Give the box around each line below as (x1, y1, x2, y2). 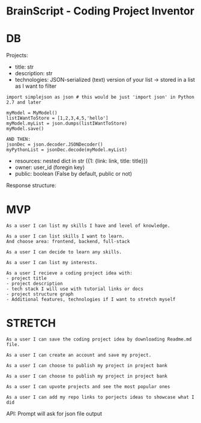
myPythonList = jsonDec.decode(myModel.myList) (6, 147, 128, 153)
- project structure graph (6, 291, 74, 297)
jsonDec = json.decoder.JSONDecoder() (6, 141, 103, 148)
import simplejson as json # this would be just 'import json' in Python (6, 94, 195, 100)
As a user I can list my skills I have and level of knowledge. (6, 223, 170, 229)
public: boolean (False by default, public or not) (14, 170, 133, 178)
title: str (14, 63, 34, 70)
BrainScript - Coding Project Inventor (6, 4, 195, 18)
